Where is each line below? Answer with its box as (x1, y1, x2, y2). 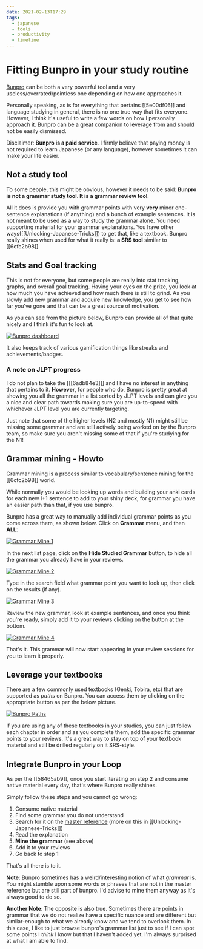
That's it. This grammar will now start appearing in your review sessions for (6, 645, 195, 653)
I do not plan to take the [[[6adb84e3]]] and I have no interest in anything (6, 379, 189, 386)
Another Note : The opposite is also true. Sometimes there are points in (6, 905, 184, 913)
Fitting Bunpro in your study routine (6, 63, 189, 77)
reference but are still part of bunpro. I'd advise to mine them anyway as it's (6, 887, 196, 894)
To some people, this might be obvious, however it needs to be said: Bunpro (6, 186, 197, 193)
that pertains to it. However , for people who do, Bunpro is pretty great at (6, 386, 188, 393)
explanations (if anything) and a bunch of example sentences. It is (30, 210, 196, 217)
